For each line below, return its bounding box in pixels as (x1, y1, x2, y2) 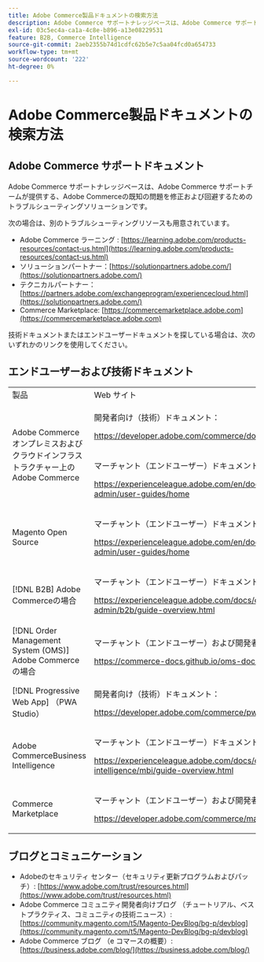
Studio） (12, 708, 45, 719)
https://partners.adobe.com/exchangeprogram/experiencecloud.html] (22, 288, 249, 298)
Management (12, 635, 61, 646)
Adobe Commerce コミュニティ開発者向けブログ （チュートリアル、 (19, 900, 241, 909)
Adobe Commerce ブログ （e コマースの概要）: (19, 936, 173, 945)
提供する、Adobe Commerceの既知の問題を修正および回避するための (28, 191, 253, 201)
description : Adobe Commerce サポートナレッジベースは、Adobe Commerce (8, 19, 232, 27)
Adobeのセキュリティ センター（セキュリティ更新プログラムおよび (19, 871, 235, 882)
